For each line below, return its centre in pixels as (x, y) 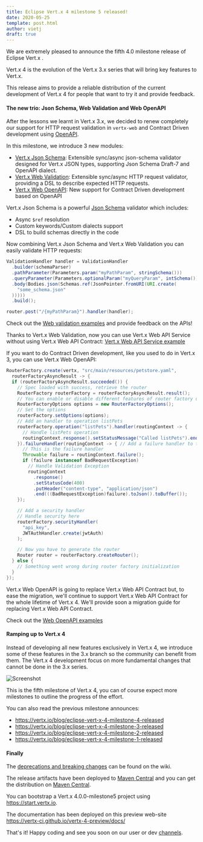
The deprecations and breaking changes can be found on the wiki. (89, 766)
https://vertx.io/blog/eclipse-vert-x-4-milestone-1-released (89, 739)
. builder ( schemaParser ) (41, 267)
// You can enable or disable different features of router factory (105, 399)
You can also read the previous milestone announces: (73, 708)
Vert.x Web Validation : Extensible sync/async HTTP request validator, (101, 177)
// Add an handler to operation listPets (70, 421)
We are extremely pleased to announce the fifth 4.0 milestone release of (96, 51)
